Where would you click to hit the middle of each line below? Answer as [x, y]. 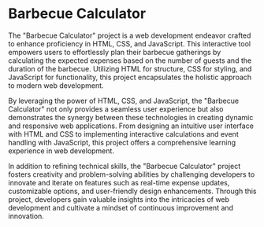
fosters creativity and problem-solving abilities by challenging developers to [132, 174]
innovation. [26, 216]
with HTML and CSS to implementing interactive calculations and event [123, 134]
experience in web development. [61, 151]
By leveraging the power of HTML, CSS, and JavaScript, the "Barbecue [123, 101]
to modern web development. [56, 85]
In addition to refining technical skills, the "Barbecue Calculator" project [125, 166]
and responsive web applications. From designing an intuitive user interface [131, 126]
